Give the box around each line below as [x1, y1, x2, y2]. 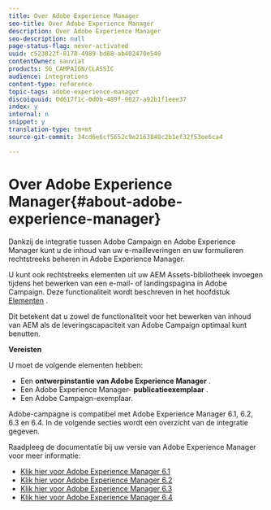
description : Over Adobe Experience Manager [8, 27, 161, 35]
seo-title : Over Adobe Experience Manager [8, 20, 154, 28]
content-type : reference [8, 80, 92, 88]
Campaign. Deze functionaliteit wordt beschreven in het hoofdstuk [8, 286, 230, 297]
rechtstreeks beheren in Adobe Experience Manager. [8, 254, 185, 264]
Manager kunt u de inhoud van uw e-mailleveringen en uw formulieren [8, 245, 244, 255]
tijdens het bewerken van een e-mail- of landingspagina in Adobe [8, 278, 227, 288]
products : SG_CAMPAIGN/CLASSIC [8, 65, 114, 73]
